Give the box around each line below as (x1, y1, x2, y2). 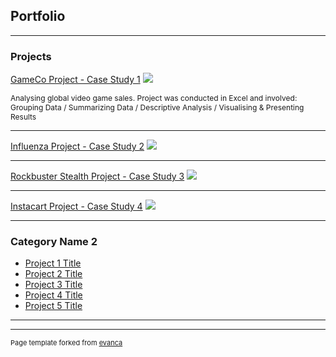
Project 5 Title (24, 300, 83, 312)
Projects (10, 49, 52, 63)
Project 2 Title (24, 268, 83, 280)
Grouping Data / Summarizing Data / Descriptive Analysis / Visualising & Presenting (10, 102, 305, 113)
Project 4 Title (24, 289, 83, 301)
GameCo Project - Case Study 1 (10, 74, 141, 86)
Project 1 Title (24, 257, 82, 269)
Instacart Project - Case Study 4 (10, 200, 143, 213)
